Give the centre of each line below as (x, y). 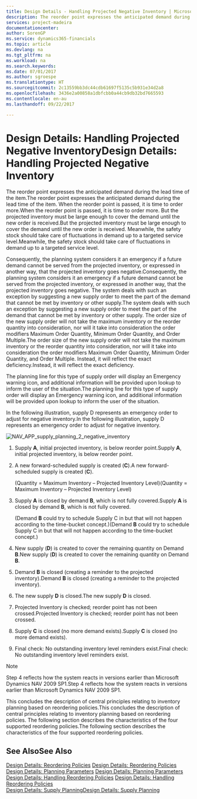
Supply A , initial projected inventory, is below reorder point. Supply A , (98, 448)
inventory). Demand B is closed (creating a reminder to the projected (97, 579)
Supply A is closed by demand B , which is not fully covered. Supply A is (101, 501)
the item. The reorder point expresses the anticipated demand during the (93, 198)
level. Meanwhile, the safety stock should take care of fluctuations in (88, 242)
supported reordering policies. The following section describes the (86, 726)
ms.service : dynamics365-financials (51, 39)
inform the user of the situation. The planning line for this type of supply (92, 389)
